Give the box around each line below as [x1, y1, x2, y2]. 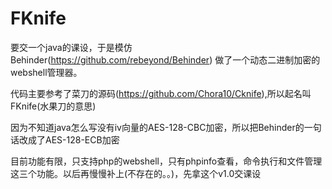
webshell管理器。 [10, 66, 83, 78]
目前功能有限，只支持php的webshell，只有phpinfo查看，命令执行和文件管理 [10, 155, 323, 167]
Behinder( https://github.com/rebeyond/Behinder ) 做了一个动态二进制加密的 [10, 53, 321, 66]
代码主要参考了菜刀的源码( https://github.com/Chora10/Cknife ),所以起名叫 [10, 87, 312, 99]
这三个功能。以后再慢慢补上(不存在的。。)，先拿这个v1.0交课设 [10, 167, 262, 179]
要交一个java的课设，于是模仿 [10, 41, 133, 53]
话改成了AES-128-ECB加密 [10, 133, 120, 146]
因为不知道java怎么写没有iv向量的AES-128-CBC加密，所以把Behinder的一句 [10, 121, 322, 133]
